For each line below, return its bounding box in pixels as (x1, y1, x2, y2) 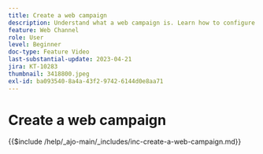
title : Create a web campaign (8, 11, 108, 20)
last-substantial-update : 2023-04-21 (8, 56, 132, 64)
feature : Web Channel (8, 26, 80, 34)
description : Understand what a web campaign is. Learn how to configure (8, 19, 256, 27)
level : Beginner (8, 41, 61, 49)
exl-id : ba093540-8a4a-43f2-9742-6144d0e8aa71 (8, 77, 164, 85)
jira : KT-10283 (8, 63, 58, 71)
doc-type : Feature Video (8, 48, 90, 56)
